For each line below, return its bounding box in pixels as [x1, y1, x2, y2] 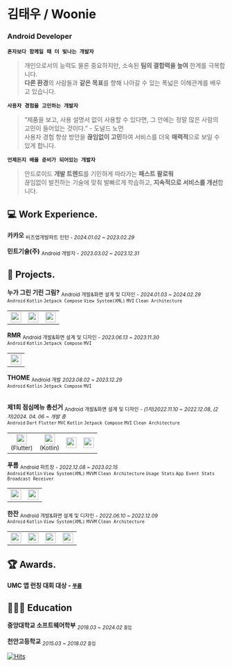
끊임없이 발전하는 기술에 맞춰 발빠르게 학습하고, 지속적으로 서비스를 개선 [24, 178, 218, 187]
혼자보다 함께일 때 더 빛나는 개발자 [7, 48, 94, 55]
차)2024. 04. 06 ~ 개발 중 [7, 413, 66, 420]
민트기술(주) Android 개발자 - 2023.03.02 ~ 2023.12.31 [7, 247, 140, 257]
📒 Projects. [7, 269, 55, 281]
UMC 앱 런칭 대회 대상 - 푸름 [7, 581, 82, 589]
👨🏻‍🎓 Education [7, 602, 73, 614]
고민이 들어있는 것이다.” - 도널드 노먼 [24, 124, 124, 132]
